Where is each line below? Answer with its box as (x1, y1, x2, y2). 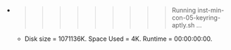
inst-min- (196, 6, 225, 14)
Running (171, 6, 196, 14)
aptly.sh (171, 21, 195, 29)
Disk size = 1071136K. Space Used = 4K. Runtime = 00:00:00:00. (24, 35, 213, 43)
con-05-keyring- (171, 13, 220, 22)
